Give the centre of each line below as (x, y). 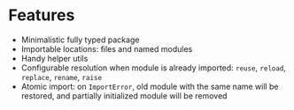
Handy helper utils (54, 58)
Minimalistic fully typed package (80, 40)
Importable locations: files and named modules (107, 48)
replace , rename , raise (62, 77)
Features (42, 15)
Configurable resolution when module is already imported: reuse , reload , (154, 68)
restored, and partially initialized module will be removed (124, 95)
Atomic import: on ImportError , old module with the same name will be (150, 86)
